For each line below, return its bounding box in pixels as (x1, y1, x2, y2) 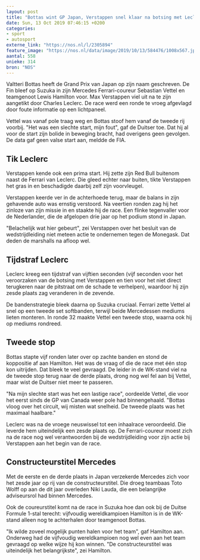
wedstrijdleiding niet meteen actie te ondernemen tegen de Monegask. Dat (6, 231, 190, 238)
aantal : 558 (6, 53, 36, 59)
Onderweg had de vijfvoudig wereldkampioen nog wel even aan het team (6, 534, 186, 541)
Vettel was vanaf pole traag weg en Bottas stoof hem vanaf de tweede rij (6, 118, 185, 125)
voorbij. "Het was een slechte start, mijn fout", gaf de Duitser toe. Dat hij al (6, 124, 189, 131)
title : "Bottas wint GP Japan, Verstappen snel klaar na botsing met (6, 14, 183, 20)
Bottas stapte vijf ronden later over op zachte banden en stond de (6, 353, 168, 360)
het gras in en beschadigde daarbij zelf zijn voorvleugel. (6, 183, 144, 190)
